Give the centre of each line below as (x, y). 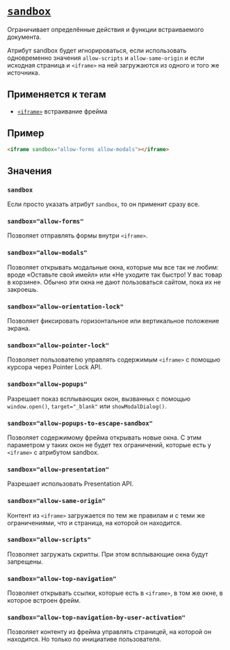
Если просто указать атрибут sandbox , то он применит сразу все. (104, 204)
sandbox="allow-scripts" (49, 540)
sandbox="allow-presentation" (58, 469)
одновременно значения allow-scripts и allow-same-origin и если (106, 58)
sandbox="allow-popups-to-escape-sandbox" (80, 423)
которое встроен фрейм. (44, 601)
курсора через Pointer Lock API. (55, 367)
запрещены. (25, 562)
